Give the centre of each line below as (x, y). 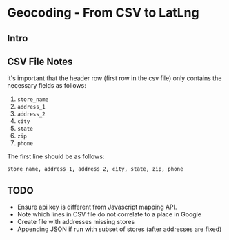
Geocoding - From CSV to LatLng (103, 13)
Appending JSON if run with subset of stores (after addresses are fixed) (119, 229)
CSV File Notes (40, 61)
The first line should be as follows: (56, 156)
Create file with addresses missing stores (76, 222)
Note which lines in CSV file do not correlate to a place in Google (109, 214)
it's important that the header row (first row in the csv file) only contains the (114, 78)
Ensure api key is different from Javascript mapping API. (97, 207)
